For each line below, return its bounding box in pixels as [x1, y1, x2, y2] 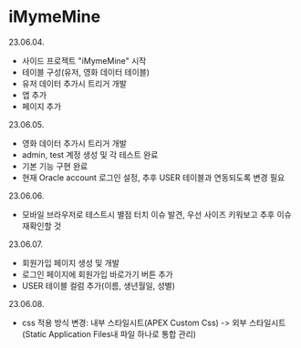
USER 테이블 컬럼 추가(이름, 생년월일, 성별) [21, 280, 175, 291]
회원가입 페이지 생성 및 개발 [21, 257, 120, 268]
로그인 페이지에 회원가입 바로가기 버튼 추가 [21, 269, 174, 280]
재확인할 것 [21, 220, 62, 231]
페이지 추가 [21, 100, 62, 111]
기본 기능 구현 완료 [21, 160, 88, 171]
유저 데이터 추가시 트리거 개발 [21, 77, 127, 88]
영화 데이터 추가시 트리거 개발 [21, 138, 127, 148]
